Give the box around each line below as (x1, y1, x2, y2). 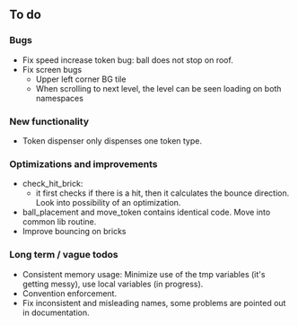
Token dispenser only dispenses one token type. (22, 135, 202, 146)
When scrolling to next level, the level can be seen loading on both (35, 83, 282, 93)
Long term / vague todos (9, 249, 118, 261)
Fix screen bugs (22, 64, 83, 75)
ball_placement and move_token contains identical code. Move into (22, 206, 271, 218)
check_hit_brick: (22, 179, 83, 189)
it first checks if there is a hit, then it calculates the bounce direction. (35, 188, 290, 198)
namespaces (35, 92, 83, 103)
